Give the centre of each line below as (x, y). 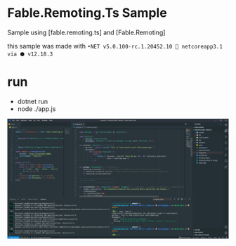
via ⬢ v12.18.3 (30, 54)
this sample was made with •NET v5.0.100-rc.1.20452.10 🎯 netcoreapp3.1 (115, 46)
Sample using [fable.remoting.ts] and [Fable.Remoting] (86, 32)
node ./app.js (37, 109)
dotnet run (33, 101)
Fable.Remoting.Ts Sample (87, 13)
